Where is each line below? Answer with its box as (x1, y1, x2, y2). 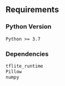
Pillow (5, 68, 22, 75)
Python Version (5, 23, 52, 31)
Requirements (5, 5, 59, 15)
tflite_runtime (5, 63, 44, 69)
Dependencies (5, 50, 49, 58)
